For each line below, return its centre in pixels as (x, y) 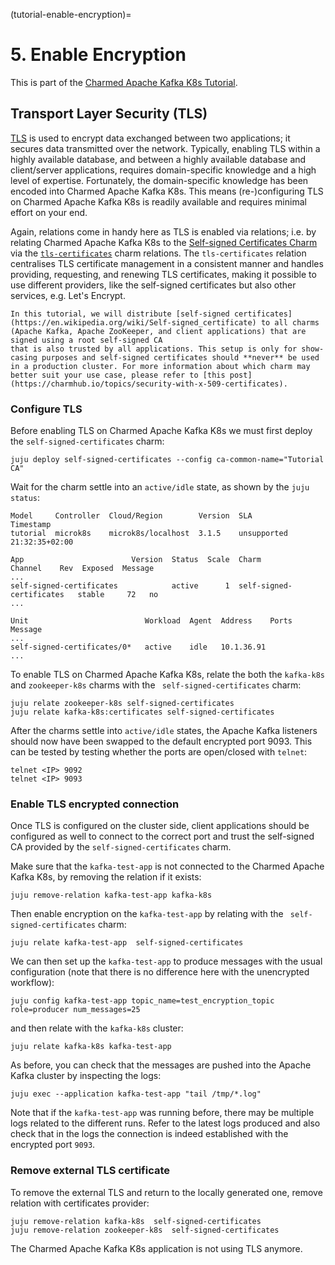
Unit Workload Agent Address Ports (151, 621)
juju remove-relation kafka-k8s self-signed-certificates (136, 1221)
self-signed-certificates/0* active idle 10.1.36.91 (138, 647)
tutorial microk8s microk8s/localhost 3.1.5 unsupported (149, 534)
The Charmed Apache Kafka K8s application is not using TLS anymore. (156, 1248)
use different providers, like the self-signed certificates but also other (153, 285)
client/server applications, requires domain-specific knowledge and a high (163, 170)
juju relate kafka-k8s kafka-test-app (91, 1047)
